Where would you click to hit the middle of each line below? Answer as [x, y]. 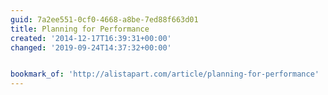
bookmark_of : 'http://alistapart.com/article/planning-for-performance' [165, 74]
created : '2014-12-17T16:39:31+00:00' [91, 38]
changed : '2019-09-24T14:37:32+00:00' [91, 47]
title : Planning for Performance [80, 29]
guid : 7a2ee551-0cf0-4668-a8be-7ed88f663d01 [104, 19]
